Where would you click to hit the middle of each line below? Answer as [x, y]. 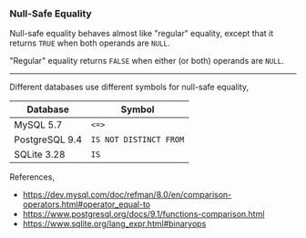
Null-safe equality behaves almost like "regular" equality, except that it [142, 34]
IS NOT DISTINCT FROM [138, 140]
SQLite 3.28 [40, 155]
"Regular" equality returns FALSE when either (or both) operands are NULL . [147, 61]
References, [32, 177]
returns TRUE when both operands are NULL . [90, 43]
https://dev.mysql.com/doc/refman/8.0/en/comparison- [127, 195]
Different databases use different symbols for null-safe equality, [129, 87]
